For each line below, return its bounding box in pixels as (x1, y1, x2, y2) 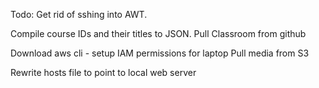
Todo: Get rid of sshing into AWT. (10, 9, 148, 20)
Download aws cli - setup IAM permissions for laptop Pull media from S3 (10, 47, 310, 59)
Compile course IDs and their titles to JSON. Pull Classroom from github (10, 28, 307, 39)
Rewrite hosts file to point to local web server (10, 67, 197, 78)
